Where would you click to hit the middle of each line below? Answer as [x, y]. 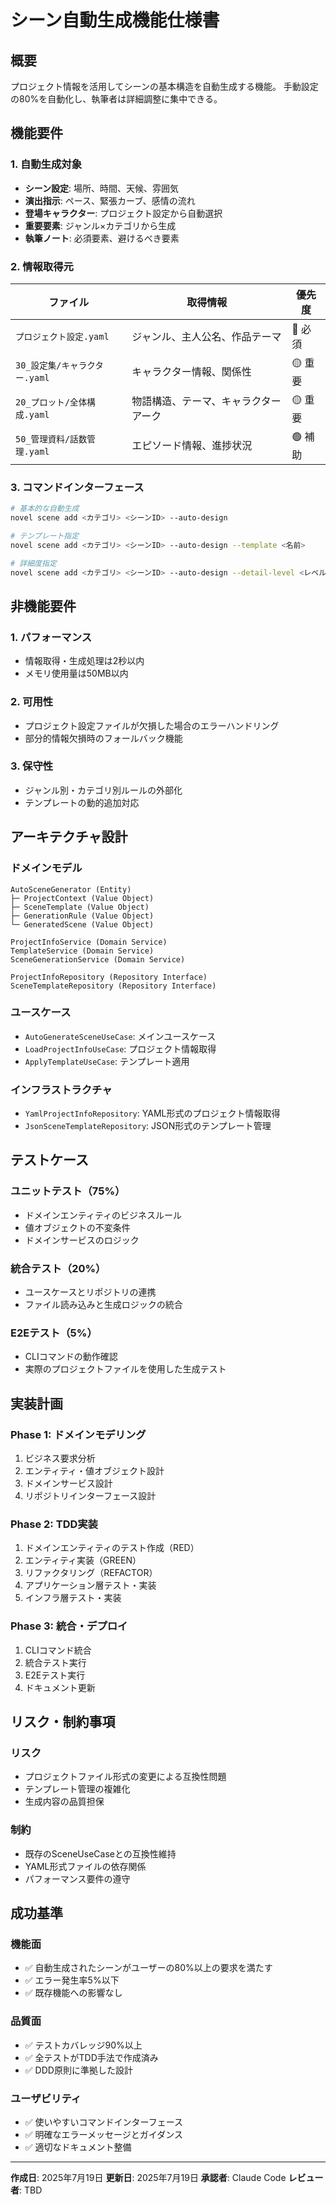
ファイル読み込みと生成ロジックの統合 [103, 1305]
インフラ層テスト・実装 [73, 1598]
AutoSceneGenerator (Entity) [71, 889]
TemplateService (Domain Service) [82, 951]
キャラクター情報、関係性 [191, 372]
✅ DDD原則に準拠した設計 [78, 2070]
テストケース [49, 1160]
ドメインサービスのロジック [82, 1240]
